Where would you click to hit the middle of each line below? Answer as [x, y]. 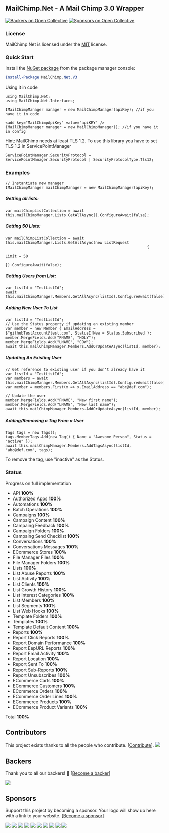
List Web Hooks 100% [36, 611]
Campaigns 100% [31, 515]
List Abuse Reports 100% [39, 573]
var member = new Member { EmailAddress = [50, 329]
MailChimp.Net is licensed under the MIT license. [56, 44]
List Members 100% [33, 600]
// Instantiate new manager [35, 183]
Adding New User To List [31, 308]
